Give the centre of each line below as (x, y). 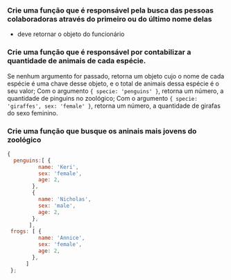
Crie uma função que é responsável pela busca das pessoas (110, 10)
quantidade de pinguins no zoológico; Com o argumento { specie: (102, 98)
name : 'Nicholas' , (65, 199)
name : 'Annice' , (61, 238)
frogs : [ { (26, 231)
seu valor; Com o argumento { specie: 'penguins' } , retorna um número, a (115, 91)
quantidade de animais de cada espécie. (77, 61)
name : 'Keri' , (58, 167)
